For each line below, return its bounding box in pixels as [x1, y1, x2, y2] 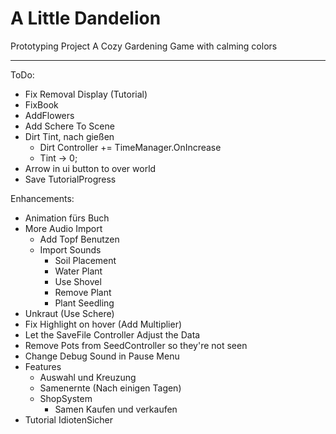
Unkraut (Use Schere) [24, 307, 115, 319]
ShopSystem [39, 392, 93, 404]
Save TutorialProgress [24, 173, 117, 185]
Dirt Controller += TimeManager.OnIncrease [39, 141, 222, 153]
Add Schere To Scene [24, 120, 115, 132]
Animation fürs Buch [24, 212, 110, 224]
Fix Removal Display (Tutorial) [24, 88, 148, 100]
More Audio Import [24, 222, 103, 234]
